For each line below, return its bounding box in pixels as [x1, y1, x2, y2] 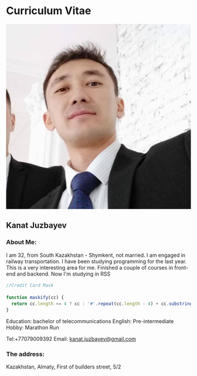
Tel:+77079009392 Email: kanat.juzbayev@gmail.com [6, 335, 136, 342]
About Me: [6, 238, 37, 246]
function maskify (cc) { [6, 295, 64, 301]
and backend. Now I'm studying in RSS [16, 270, 111, 277]
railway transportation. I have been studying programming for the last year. [6, 257, 187, 265]
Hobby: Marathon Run [6, 324, 60, 331]
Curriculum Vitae [6, 4, 91, 18]
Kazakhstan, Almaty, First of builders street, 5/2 [6, 363, 121, 371]
